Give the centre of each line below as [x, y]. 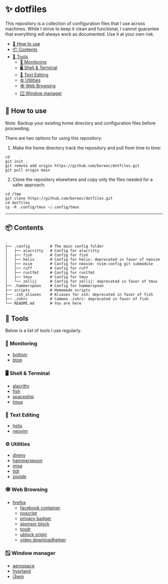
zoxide [19, 476]
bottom [20, 354]
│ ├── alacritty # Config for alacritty [52, 251]
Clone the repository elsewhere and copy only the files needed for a [82, 179]
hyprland [21, 571]
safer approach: [29, 184]
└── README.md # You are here [43, 303]
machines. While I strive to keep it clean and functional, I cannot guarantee [82, 29]
